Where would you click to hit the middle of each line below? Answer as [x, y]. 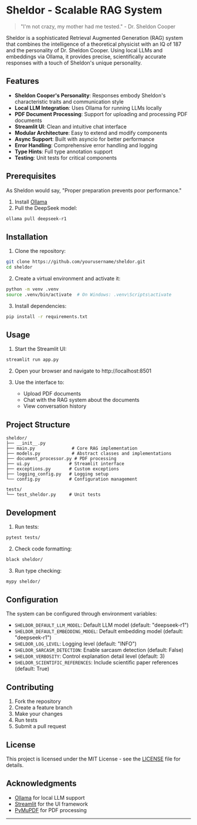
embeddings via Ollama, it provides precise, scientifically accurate [86, 56]
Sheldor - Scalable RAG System [84, 10]
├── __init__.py [26, 444]
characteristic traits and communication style [69, 102]
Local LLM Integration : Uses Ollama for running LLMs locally [88, 108]
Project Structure [38, 425]
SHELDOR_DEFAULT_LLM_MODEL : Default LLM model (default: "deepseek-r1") [101, 625]
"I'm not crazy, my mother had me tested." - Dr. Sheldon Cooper [98, 26]
